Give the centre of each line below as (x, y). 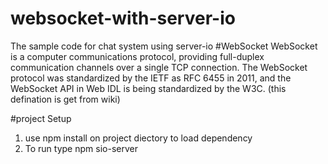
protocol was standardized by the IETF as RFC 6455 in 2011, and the (151, 78)
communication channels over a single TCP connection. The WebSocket (159, 67)
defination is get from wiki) (65, 99)
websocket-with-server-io (123, 18)
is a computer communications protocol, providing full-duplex (137, 56)
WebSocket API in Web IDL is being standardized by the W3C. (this (148, 88)
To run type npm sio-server (81, 148)
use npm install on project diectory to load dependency (138, 138)
